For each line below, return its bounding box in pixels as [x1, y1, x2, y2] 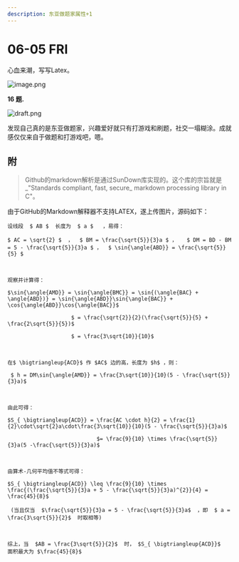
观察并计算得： [7, 277, 45, 284]
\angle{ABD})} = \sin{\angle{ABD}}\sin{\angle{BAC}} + [7, 295, 174, 303]
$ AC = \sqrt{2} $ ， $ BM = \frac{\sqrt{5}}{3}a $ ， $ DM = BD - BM [7, 237, 232, 244]
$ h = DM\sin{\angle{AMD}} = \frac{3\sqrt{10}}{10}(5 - [10, 372, 180, 379]
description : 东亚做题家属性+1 [7, 10, 92, 18]
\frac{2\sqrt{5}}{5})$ [7, 320, 75, 328]
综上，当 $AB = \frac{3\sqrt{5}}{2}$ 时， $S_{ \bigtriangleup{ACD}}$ [7, 541, 221, 548]
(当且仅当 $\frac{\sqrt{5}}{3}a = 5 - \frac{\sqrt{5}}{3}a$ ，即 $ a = [10, 507, 230, 514]
